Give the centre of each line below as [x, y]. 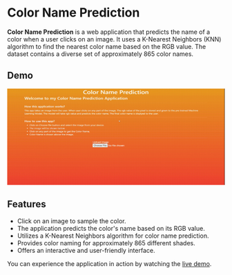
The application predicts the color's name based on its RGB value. [111, 228]
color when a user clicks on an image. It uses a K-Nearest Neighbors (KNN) [114, 39]
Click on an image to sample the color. [71, 221]
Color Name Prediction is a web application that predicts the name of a [109, 32]
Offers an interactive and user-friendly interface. [86, 250]
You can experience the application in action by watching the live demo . [109, 263]
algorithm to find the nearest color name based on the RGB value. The [107, 46]
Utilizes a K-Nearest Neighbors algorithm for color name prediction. [113, 236]
